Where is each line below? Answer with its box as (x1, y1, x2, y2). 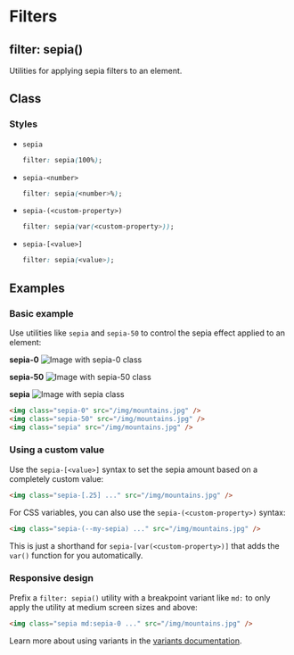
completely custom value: (9, 473, 104, 484)
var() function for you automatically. (9, 550, 143, 560)
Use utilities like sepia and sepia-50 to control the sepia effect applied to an (9, 327, 285, 338)
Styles (9, 118, 38, 130)
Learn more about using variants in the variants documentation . (9, 635, 242, 646)
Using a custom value (9, 444, 105, 456)
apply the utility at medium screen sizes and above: (9, 601, 198, 612)
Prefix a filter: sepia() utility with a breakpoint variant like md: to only (9, 592, 271, 603)
